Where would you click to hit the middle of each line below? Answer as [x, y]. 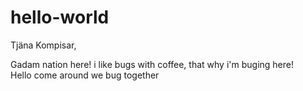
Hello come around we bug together [85, 75]
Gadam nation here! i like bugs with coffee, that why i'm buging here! [152, 64]
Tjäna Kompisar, [43, 45]
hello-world [60, 17]
